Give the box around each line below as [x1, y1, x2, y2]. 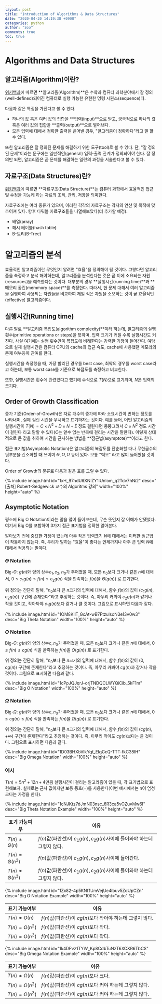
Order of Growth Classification [5, 397, 99, 405]
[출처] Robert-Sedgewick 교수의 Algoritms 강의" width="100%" [5, 483, 129, 489]
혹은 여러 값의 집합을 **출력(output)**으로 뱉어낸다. [12, 122, 110, 127]
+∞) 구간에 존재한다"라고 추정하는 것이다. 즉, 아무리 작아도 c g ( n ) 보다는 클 [5, 733, 144, 739]
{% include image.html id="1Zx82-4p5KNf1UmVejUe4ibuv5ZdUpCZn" [5, 888, 144, 893]
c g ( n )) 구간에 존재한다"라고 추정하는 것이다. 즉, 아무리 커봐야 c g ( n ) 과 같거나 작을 [5, 664, 157, 670]
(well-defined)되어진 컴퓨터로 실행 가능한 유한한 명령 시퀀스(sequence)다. [5, 95, 146, 101]
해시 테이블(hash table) [12, 224, 57, 230]
